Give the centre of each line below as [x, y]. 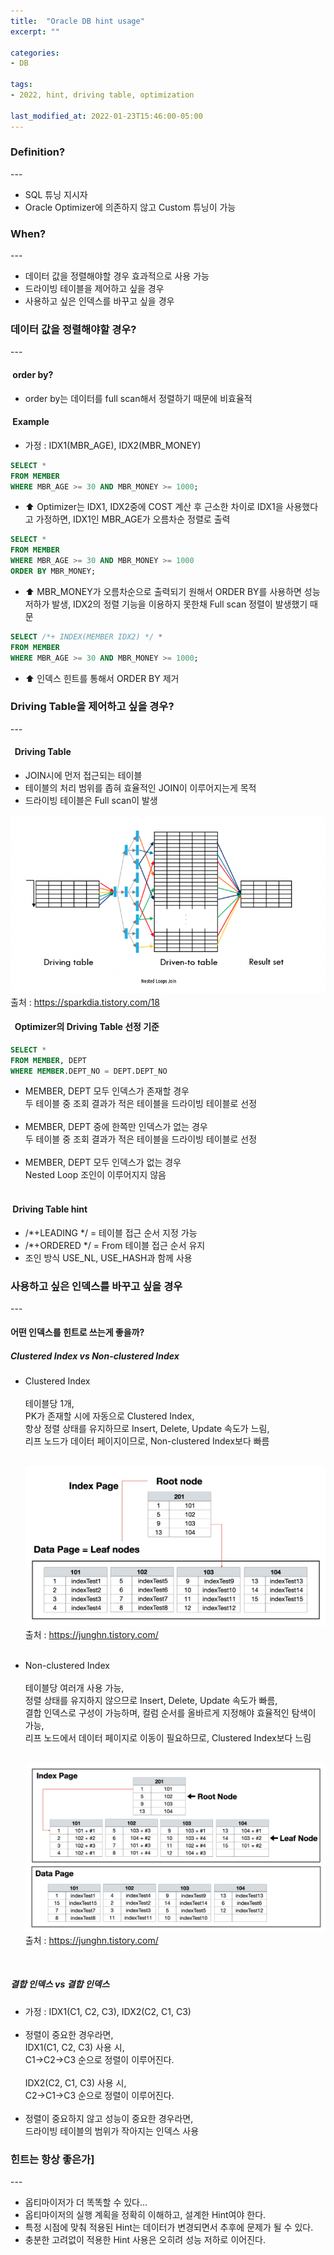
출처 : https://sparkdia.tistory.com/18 [85, 1002]
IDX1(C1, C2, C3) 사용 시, [74, 2047]
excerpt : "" [35, 31]
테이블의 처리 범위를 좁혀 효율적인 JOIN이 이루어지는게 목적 [140, 788]
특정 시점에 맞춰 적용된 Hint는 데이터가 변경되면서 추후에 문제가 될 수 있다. [169, 2227]
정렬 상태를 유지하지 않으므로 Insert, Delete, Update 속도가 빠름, [151, 1700]
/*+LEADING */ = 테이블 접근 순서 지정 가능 [111, 1232]
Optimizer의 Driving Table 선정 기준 [87, 1027]
